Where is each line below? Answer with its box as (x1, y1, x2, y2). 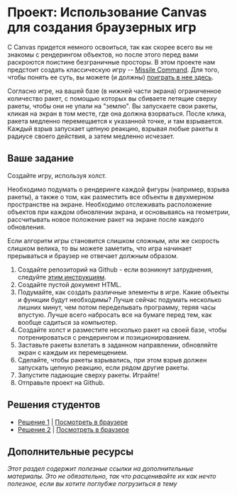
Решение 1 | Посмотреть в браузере (17, 418, 128, 426)
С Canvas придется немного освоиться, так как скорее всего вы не (7, 43, 213, 51)
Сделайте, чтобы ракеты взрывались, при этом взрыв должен (17, 355, 207, 364)
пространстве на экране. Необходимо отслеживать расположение (7, 200, 212, 208)
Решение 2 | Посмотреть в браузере (17, 425, 130, 433)
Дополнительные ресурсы (7, 445, 133, 457)
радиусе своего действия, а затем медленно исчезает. (7, 132, 175, 140)
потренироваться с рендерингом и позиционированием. (17, 333, 191, 341)
